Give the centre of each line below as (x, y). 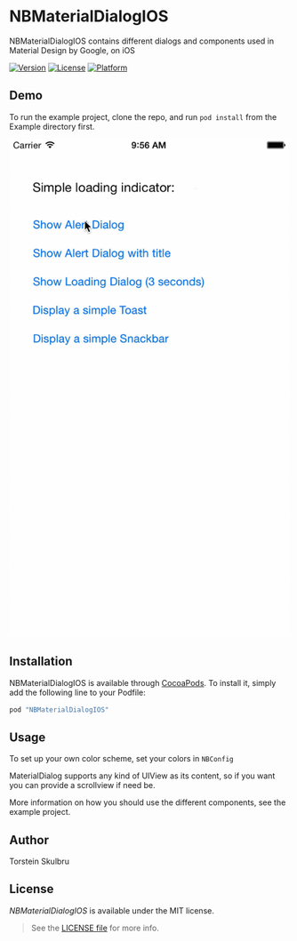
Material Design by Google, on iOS (72, 50)
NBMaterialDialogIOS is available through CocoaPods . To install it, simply (143, 682)
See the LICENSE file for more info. (95, 928)
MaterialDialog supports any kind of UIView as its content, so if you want (142, 776)
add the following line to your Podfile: (78, 692)
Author (29, 840)
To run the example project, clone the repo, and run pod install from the (143, 116)
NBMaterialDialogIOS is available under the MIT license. (112, 910)
